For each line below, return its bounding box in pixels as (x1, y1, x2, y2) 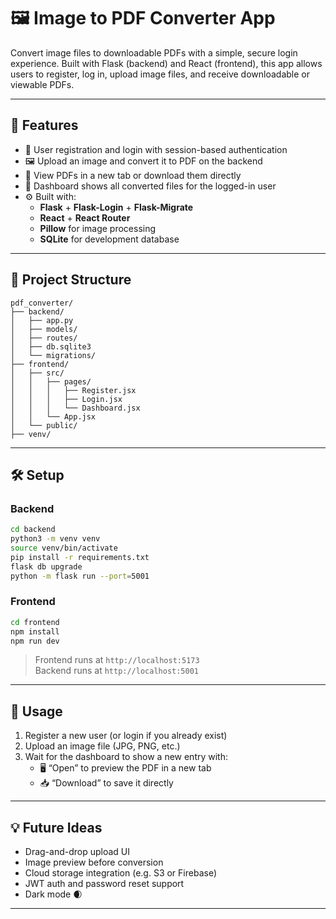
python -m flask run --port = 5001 (10, 571, 150, 581)
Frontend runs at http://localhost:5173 (34, 654, 200, 666)
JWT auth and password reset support (24, 878, 185, 890)
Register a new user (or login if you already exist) (24, 730, 228, 742)
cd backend (10, 525, 56, 535)
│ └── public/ (10, 420, 78, 430)
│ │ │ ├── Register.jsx (10, 385, 137, 395)
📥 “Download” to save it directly (39, 777, 174, 789)
